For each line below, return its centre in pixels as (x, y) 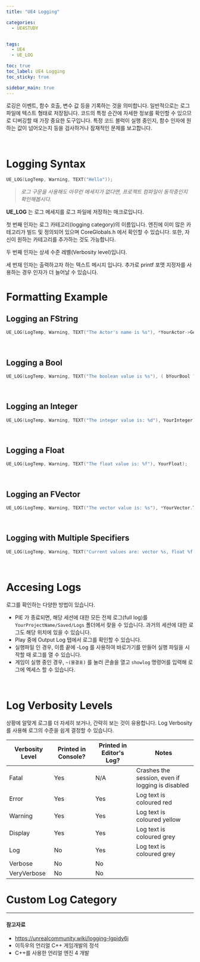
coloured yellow (158, 819)
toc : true (18, 66)
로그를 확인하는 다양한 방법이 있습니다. (51, 604)
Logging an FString (42, 319)
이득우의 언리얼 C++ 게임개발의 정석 (57, 945)
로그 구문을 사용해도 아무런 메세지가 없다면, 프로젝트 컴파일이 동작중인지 (104, 192)
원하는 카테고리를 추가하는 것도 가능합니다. (66, 240)
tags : (13, 44)
